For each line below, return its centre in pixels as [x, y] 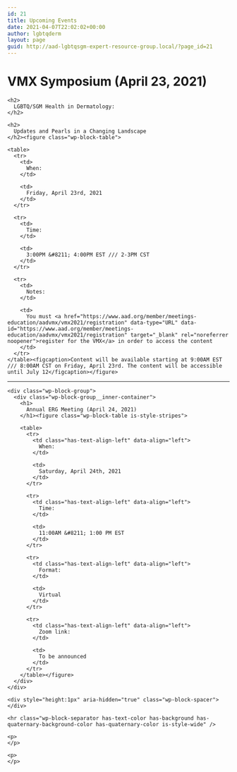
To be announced [62, 656]
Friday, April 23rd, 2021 [64, 193]
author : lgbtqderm [34, 34]
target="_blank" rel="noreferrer [180, 335]
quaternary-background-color [50, 724]
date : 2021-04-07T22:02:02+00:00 [56, 27]
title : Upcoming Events [42, 20]
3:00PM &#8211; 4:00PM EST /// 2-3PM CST [88, 255]
